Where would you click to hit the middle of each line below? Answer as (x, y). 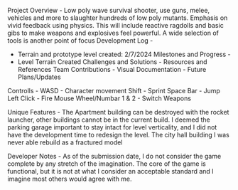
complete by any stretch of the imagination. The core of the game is (107, 164)
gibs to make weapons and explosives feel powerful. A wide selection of (113, 33)
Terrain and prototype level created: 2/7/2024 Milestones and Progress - (124, 54)
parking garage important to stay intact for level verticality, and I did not (112, 127)
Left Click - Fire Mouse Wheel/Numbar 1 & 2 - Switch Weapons (99, 98)
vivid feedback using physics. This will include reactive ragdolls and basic (115, 25)
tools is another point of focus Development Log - (80, 41)
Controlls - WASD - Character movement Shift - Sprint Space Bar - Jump (114, 91)
